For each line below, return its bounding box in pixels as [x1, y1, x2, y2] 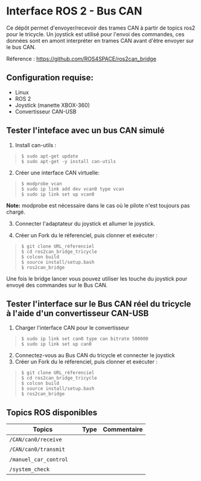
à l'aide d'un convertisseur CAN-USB [6, 308, 149, 318]
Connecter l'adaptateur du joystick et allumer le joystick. [14, 220, 156, 227]
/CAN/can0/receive [9, 436, 62, 443]
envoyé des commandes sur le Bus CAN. [6, 281, 108, 288]
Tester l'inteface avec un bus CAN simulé [6, 126, 165, 136]
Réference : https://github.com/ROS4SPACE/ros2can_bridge [6, 55, 157, 62]
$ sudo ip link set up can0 [21, 341, 92, 348]
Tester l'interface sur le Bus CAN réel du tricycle [6, 299, 191, 309]
